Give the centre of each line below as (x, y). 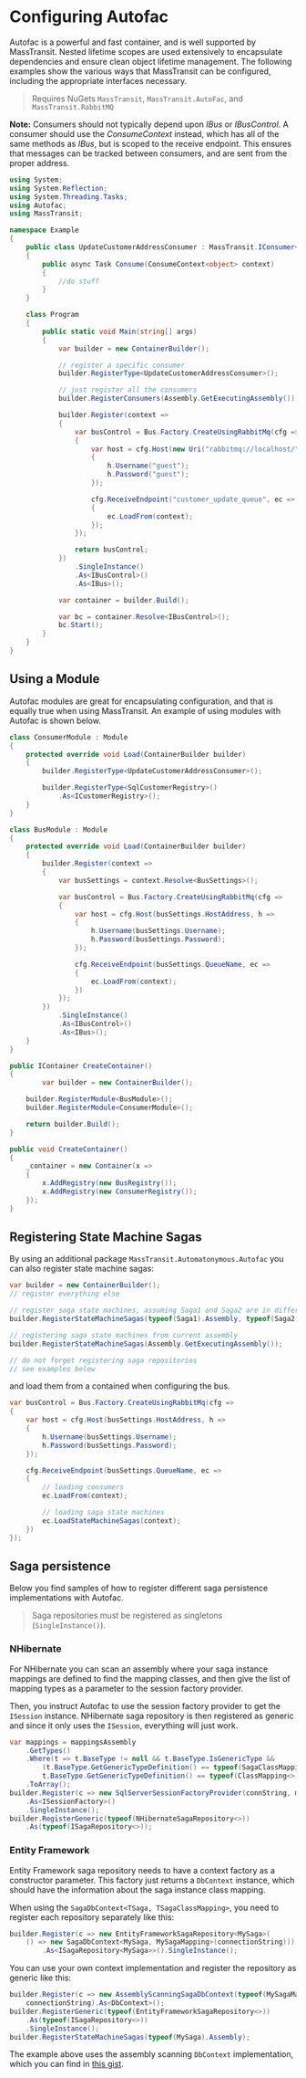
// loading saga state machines (104, 1513)
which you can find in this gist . (67, 2064)
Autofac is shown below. (56, 720)
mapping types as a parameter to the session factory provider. (127, 1688)
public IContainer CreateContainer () (81, 1065)
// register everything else (65, 1294)
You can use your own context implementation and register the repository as (153, 1968)
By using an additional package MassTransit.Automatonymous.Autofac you (147, 1259)
